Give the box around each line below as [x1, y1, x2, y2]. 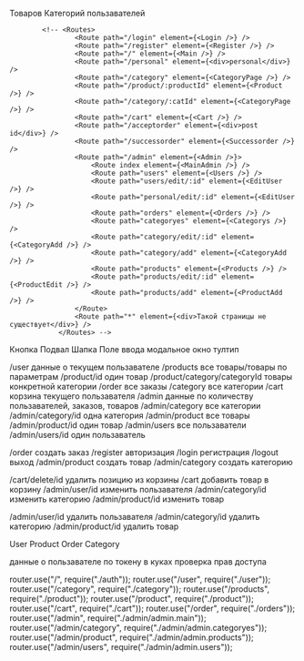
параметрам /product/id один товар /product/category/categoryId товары [9, 371, 293, 381]
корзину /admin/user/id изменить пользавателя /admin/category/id [9, 484, 267, 494]
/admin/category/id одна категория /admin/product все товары [9, 410, 250, 421]
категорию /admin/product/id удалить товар [9, 521, 179, 532]
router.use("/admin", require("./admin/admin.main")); [9, 613, 207, 623]
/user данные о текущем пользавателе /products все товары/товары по [9, 361, 288, 372]
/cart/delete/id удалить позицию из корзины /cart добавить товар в [9, 474, 269, 485]
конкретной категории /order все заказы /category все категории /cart [9, 381, 284, 392]
